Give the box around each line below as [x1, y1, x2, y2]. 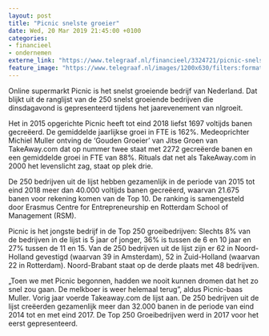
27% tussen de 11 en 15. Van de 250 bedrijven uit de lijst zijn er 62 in [8, 243, 234, 253]
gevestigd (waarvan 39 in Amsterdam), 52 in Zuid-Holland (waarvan [35, 252, 260, 261]
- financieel [8, 42, 52, 50]
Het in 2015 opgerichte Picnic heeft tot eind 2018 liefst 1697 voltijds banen [8, 118, 252, 128]
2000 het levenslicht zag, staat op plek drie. [8, 161, 154, 171]
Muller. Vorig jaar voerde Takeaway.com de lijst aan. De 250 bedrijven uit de [8, 293, 259, 302]
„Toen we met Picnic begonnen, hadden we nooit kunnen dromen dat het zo [8, 276, 259, 285]
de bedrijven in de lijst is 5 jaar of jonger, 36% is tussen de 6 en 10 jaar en [8, 234, 252, 245]
